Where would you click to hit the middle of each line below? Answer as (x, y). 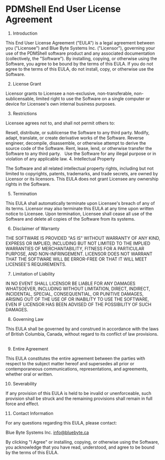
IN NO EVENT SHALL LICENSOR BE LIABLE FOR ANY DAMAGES (70, 283)
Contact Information (33, 413)
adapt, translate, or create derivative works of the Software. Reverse (75, 138)
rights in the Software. (28, 184)
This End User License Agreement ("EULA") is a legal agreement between (80, 42)
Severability (25, 383)
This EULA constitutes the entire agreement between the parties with (75, 358)
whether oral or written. (29, 374)
